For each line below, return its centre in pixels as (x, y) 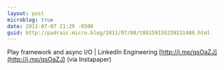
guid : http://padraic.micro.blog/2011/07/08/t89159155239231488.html (109, 33)
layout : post (26, 13)
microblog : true (30, 20)
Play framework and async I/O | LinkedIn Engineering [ (84, 52)
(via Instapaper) (89, 60)
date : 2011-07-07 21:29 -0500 (51, 26)
